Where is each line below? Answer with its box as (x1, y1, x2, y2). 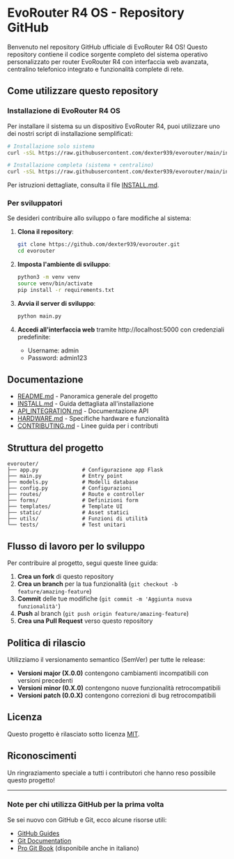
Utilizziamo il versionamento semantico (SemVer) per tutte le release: (7, 655, 205, 663)
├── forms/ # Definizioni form (7, 497, 139, 504)
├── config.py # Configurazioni (7, 485, 132, 492)
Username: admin (27, 346, 79, 355)
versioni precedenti (17, 676, 73, 684)
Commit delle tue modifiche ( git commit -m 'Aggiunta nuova (17, 594, 193, 603)
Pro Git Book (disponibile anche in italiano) (17, 844, 139, 852)
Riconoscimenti (7, 750, 77, 762)
